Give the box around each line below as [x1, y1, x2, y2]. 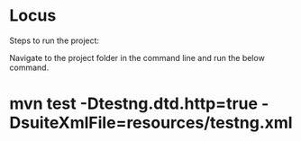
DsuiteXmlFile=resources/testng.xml [9, 113, 293, 133]
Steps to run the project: [9, 35, 100, 46]
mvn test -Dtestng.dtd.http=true [9, 93, 259, 114]
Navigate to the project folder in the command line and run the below [9, 52, 266, 63]
